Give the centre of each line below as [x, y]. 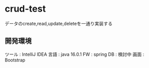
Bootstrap [15, 60]
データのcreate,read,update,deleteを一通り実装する [59, 23]
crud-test [25, 9]
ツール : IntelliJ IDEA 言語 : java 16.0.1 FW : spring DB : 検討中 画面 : [74, 54]
